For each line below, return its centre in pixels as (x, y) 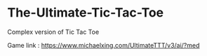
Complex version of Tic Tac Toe (53, 32)
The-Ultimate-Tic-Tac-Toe (86, 13)
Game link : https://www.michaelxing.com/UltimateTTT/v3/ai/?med (103, 45)
